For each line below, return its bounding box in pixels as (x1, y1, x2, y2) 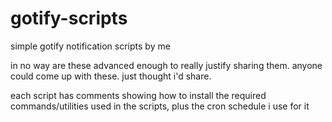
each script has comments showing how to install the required (10, 89, 267, 101)
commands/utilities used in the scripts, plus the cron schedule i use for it (10, 100, 310, 112)
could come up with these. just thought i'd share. (10, 70, 212, 82)
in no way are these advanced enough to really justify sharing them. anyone (10, 59, 323, 71)
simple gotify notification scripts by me (10, 40, 171, 52)
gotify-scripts (10, 7, 128, 30)
